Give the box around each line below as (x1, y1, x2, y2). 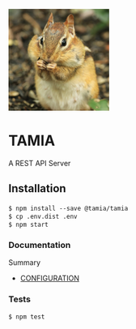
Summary (8, 258, 41, 267)
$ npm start (8, 220, 49, 229)
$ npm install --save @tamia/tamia (8, 204, 129, 212)
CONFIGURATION (19, 273, 79, 284)
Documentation (8, 239, 71, 250)
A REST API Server (8, 158, 71, 168)
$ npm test (8, 313, 45, 321)
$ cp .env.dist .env (8, 212, 79, 220)
